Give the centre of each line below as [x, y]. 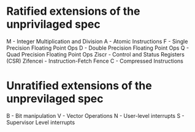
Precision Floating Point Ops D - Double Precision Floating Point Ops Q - [97, 48]
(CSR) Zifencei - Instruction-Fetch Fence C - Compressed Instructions [95, 61]
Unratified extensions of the [79, 86]
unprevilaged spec [55, 99]
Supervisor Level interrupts [41, 122]
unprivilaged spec [53, 24]
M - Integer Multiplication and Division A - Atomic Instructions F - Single [97, 41]
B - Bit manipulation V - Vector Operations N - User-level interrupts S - [96, 115]
